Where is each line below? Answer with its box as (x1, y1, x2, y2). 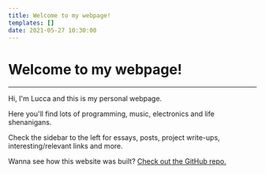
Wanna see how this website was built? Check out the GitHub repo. (8, 157, 226, 166)
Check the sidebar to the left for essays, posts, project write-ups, (8, 133, 221, 142)
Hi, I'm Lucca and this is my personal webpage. (8, 94, 162, 104)
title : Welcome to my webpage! (8, 11, 111, 20)
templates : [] (8, 19, 55, 27)
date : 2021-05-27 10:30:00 (8, 26, 97, 34)
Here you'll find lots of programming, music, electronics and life (8, 109, 215, 119)
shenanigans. (8, 118, 52, 127)
